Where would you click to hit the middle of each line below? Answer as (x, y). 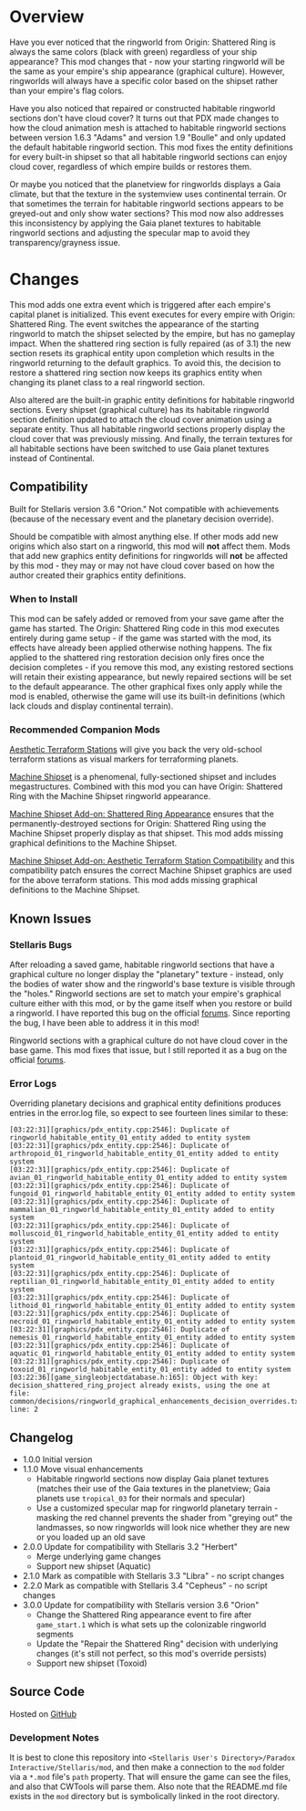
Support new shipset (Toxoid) (92, 1663)
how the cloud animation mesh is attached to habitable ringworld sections (148, 127)
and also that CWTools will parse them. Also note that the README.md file (148, 1786)
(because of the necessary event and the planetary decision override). (142, 519)
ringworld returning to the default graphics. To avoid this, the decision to (145, 363)
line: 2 (24, 1410)
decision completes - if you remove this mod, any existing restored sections (152, 667)
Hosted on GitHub (43, 1713)
